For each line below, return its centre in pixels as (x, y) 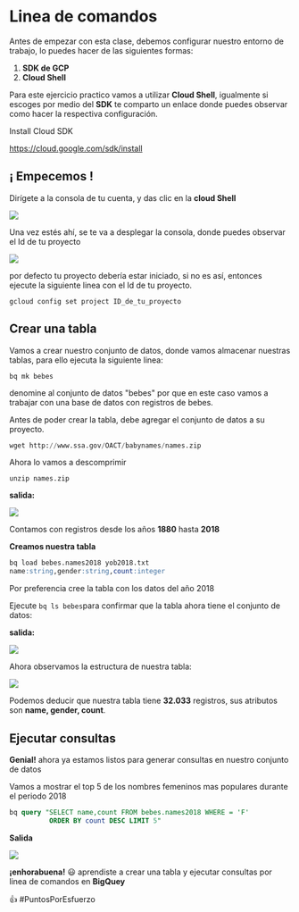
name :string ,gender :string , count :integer (87, 572)
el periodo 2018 (38, 796)
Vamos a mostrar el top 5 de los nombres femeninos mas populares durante (149, 786)
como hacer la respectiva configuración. (83, 113)
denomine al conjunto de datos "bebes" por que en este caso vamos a (139, 393)
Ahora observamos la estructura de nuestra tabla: (100, 666)
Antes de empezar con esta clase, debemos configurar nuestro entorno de (146, 41)
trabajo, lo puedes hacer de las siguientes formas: (101, 50)
